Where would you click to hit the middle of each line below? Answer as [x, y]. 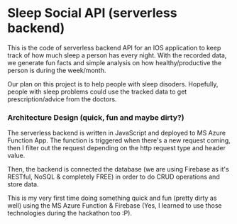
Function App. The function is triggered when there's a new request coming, [119, 140]
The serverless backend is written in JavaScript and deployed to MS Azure [116, 133]
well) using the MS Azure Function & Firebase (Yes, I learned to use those [115, 206]
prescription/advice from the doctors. [62, 99]
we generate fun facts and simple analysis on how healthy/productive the [115, 62]
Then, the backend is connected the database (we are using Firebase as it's [118, 169]
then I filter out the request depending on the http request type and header [116, 148]
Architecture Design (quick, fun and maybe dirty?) [96, 117]
